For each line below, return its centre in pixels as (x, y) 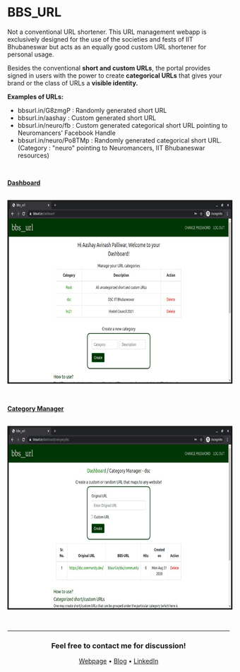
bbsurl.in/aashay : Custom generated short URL (87, 118)
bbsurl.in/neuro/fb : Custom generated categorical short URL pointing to (122, 125)
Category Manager (36, 408)
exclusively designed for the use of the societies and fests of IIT (100, 39)
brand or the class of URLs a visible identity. (73, 83)
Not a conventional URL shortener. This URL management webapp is (107, 32)
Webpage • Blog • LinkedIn (119, 661)
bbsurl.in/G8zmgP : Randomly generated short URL (92, 110)
